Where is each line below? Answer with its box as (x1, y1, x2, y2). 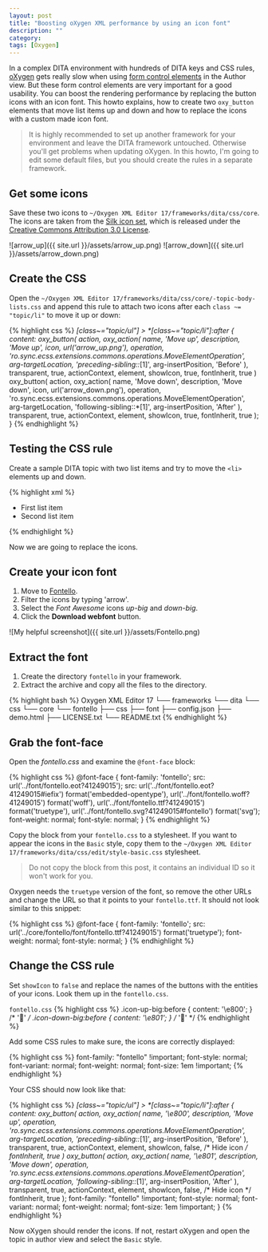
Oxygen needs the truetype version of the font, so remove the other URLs (9, 887, 252, 896)
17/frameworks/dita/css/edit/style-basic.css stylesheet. (9, 847, 202, 857)
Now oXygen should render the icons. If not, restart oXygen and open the (9, 1226, 250, 1235)
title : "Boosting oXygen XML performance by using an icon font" (9, 19, 231, 27)
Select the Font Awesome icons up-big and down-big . (20, 604, 199, 613)
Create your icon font (9, 565, 117, 579)
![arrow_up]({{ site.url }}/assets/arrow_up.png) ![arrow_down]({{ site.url (9, 240, 244, 250)
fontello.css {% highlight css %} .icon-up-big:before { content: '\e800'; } (9, 1004, 254, 1014)
